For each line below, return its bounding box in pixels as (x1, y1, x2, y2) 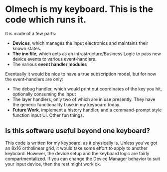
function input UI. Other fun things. (12, 112, 84, 118)
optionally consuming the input (12, 91, 76, 97)
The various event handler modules (12, 61, 87, 67)
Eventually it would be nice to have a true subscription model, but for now (5, 71, 157, 77)
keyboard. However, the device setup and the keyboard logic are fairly (5, 150, 150, 156)
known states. (12, 45, 41, 51)
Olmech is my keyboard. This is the (5, 3, 154, 15)
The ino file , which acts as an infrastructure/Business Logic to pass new (12, 51, 161, 57)
